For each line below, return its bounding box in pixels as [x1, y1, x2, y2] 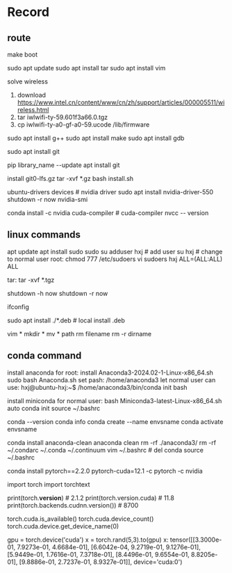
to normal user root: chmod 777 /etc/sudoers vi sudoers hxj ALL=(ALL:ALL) [7, 255, 223, 263]
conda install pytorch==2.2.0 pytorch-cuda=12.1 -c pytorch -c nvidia [7, 466, 203, 475]
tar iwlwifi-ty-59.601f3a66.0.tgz [17, 113, 108, 121]
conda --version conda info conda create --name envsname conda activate [7, 417, 224, 425]
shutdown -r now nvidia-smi [7, 196, 88, 203]
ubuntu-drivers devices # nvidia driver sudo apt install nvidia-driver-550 [7, 188, 214, 196]
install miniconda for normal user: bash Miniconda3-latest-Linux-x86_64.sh [7, 396, 222, 405]
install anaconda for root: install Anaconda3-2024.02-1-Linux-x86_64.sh [7, 368, 214, 377]
